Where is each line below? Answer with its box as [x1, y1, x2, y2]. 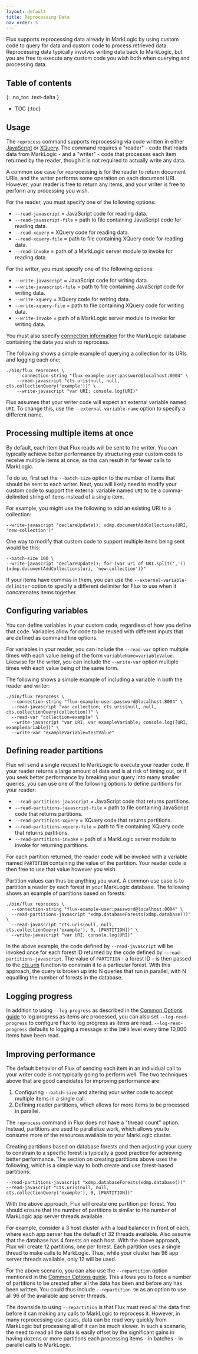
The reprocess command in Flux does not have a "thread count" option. [6, 1119, 180, 1126]
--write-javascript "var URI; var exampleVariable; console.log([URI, [11, 719, 189, 725]
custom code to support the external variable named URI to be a [6, 487, 161, 494]
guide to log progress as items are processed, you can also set [6, 1013, 159, 1020]
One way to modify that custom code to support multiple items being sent [6, 538, 185, 545]
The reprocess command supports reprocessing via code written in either [6, 138, 184, 145]
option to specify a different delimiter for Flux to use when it [31, 582, 177, 590]
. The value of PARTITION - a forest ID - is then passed [61, 955, 192, 962]
